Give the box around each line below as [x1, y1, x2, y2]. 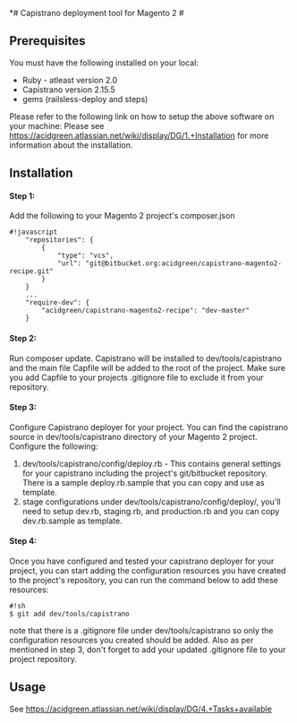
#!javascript [9, 228, 58, 237]
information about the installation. [9, 139, 133, 151]
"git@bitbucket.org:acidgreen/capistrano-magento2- [85, 259, 282, 268]
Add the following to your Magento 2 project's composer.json [9, 211, 235, 221]
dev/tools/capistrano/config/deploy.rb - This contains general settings [21, 458, 282, 469]
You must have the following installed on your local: [9, 57, 199, 68]
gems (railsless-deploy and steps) [21, 93, 148, 104]
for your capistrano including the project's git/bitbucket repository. [21, 468, 268, 478]
